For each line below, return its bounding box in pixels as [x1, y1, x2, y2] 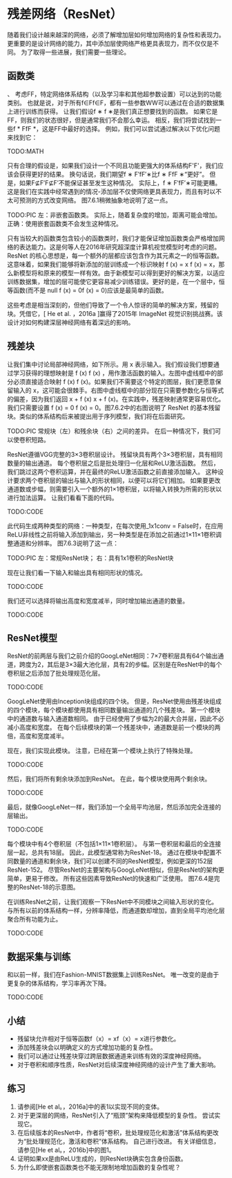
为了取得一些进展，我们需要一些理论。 [20, 48, 130, 56]
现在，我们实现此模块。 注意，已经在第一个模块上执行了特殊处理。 [7, 746, 197, 755]
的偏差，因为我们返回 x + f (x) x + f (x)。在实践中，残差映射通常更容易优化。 [7, 394, 225, 403]
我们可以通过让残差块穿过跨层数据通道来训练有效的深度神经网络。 [17, 1052, 205, 1060]
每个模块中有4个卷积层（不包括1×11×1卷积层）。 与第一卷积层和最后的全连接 [7, 840, 222, 848]
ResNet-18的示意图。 [19, 883, 79, 891]
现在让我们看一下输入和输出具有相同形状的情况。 [7, 568, 146, 577]
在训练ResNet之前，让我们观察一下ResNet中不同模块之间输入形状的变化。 [7, 898, 218, 906]
